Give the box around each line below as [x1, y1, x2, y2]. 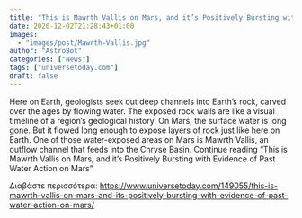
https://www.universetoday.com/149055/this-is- [99, 180, 279, 191]
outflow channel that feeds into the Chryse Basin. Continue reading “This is [9, 144, 288, 154]
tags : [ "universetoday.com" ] [9, 64, 119, 73]
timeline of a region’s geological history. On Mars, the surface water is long [9, 115, 287, 126]
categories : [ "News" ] [9, 55, 91, 64]
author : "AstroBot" [9, 47, 83, 56]
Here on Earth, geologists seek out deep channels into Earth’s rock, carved [9, 96, 287, 107]
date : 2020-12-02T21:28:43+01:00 [9, 22, 135, 31]
